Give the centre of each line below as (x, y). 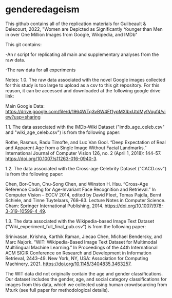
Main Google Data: (25, 106)
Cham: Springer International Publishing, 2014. (54, 206)
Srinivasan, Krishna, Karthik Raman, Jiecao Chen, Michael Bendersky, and (84, 236)
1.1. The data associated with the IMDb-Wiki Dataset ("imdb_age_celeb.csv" (85, 127)
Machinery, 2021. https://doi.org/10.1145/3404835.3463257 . (69, 264)
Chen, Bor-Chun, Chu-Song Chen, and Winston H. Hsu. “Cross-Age (77, 184)
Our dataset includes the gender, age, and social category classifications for (86, 279)
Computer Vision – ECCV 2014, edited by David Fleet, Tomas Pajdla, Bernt (83, 195)
